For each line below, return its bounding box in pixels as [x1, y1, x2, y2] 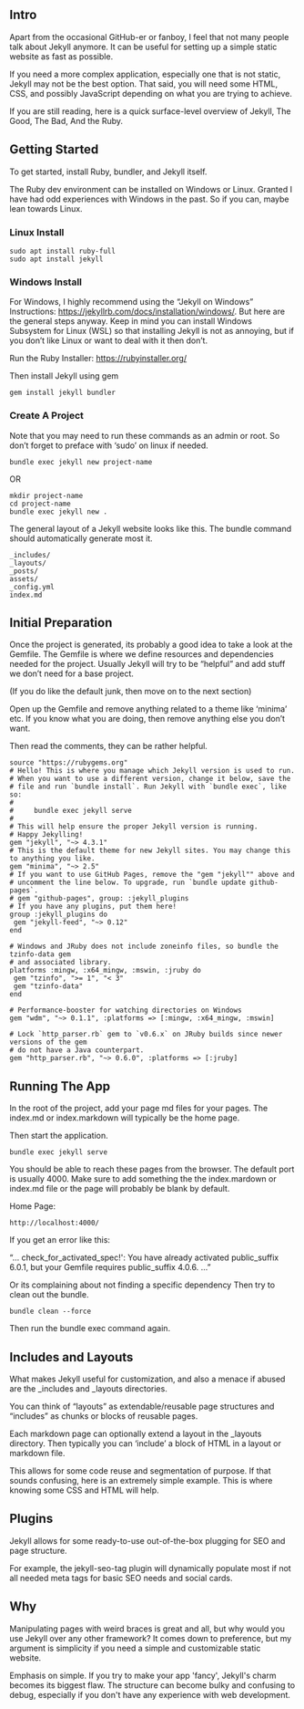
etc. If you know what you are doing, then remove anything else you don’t [9, 714, 285, 724]
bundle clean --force [9, 1307, 92, 1317]
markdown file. [9, 1447, 66, 1458]
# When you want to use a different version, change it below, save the [9, 775, 291, 784]
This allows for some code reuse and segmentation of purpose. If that [9, 1464, 271, 1476]
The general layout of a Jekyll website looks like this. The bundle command [9, 523, 292, 534]
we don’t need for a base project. [9, 668, 135, 679]
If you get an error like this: [9, 1235, 111, 1245]
